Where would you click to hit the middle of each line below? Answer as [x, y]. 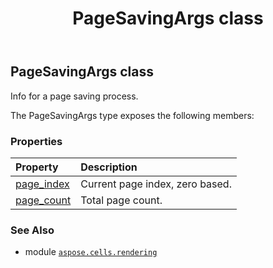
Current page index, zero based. [156, 184]
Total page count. [121, 200]
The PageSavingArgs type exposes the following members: [132, 115]
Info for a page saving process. [74, 96]
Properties [36, 141]
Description [109, 167]
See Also [32, 230]
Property [37, 167]
